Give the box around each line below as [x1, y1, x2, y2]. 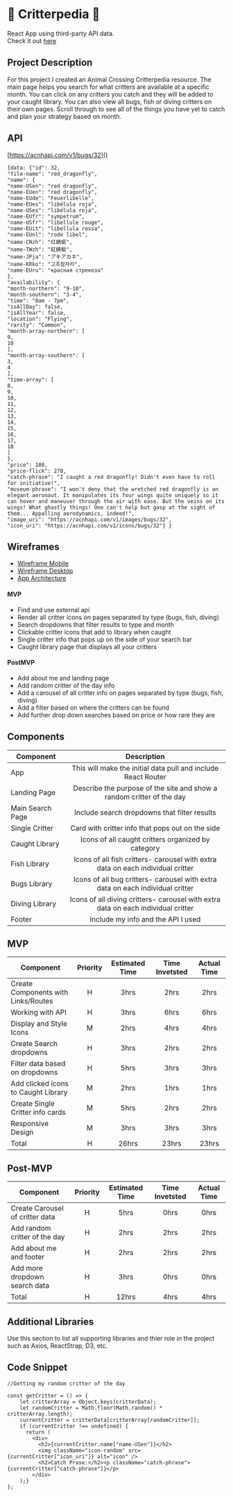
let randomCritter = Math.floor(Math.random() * [19, 1404, 163, 1412]
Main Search [10, 803, 52, 812]
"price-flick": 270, [7, 467, 67, 475]
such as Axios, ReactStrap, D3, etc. [7, 1341, 108, 1350]
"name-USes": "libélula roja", [7, 206, 98, 214]
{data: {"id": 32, [7, 164, 60, 171]
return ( [25, 1428, 51, 1436]
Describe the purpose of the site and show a [72, 783, 218, 793]
